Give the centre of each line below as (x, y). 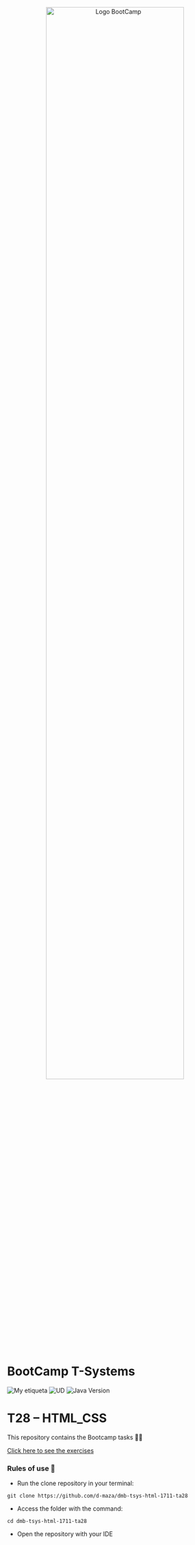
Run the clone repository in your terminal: (75, 1483)
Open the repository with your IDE (65, 1534)
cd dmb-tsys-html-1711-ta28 (47, 1522)
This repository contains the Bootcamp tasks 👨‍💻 (75, 1437)
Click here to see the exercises (51, 1450)
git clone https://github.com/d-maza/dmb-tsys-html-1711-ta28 (97, 1496)
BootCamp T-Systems (71, 1371)
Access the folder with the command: (70, 1509)
